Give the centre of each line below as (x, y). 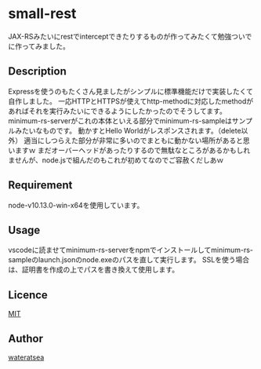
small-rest (42, 14)
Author (25, 338)
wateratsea (26, 357)
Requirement (40, 185)
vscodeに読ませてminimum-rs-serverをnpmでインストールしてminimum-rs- (130, 250)
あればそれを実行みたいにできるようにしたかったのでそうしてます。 (118, 111)
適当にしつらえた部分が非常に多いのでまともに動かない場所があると (133, 140)
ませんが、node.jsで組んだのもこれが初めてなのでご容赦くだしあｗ (116, 160)
